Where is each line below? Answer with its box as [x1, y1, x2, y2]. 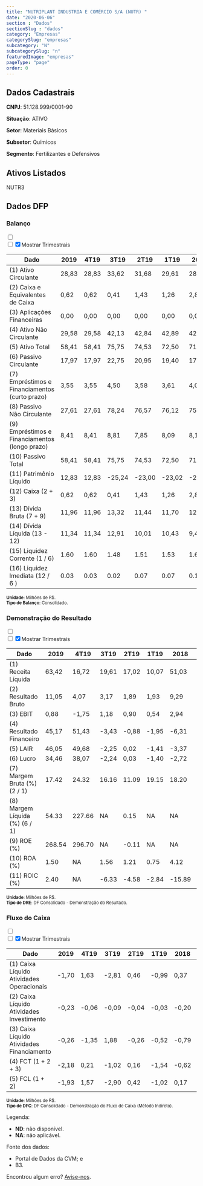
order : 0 [6, 65, 28, 71]
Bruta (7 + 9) [9, 512, 47, 520]
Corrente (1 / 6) [9, 554, 54, 562]
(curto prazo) [9, 392, 47, 401]
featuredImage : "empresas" [6, 54, 74, 60]
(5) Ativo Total [9, 343, 50, 351]
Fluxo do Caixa [6, 914, 51, 922]
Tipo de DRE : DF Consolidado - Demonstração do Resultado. [6, 900, 128, 906]
